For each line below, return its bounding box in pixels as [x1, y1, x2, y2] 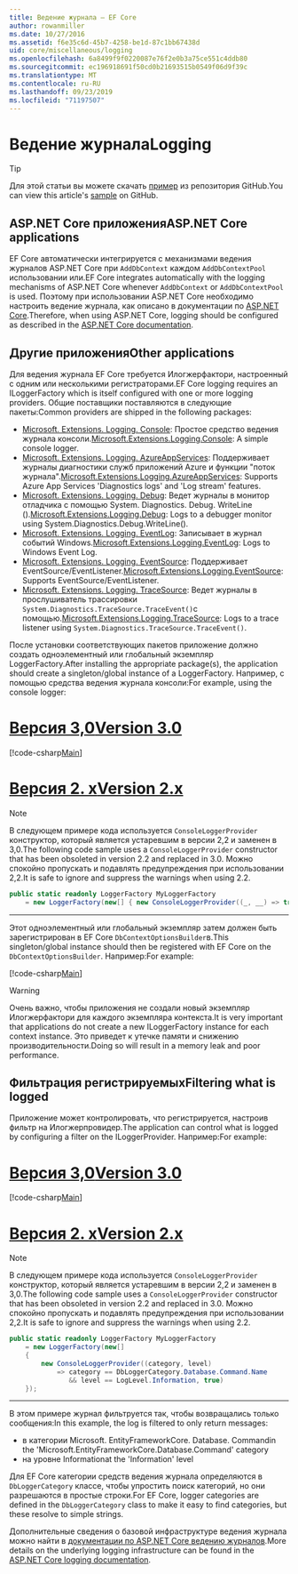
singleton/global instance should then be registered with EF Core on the [9, 941, 272, 952]
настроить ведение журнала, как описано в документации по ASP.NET [9, 301, 279, 311]
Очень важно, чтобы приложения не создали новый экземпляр [9, 1002, 250, 1013]
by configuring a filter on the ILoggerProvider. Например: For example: [9, 1131, 268, 1143]
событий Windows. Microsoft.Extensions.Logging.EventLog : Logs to [21, 537, 271, 548]
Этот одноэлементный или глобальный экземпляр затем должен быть [9, 922, 278, 933]
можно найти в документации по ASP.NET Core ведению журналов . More [9, 1536, 286, 1546]
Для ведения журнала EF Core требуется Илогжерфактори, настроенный [9, 368, 288, 379]
